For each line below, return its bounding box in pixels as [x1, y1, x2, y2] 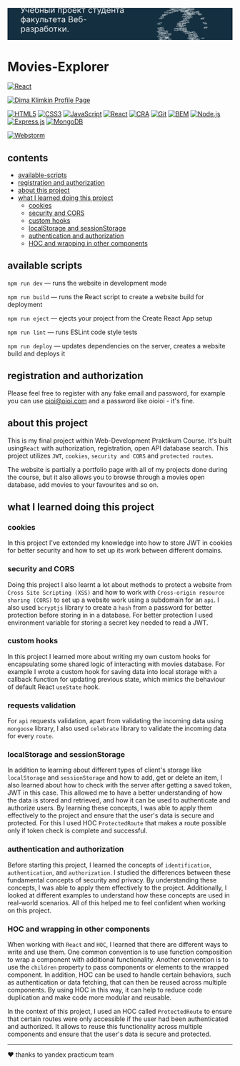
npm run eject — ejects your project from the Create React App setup [7, 313, 213, 322]
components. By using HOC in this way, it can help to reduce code [7, 986, 203, 994]
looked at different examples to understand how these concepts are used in [7, 890, 230, 900]
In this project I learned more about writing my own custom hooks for [7, 652, 211, 660]
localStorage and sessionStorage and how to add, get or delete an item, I [7, 773, 223, 782]
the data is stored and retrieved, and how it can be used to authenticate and [7, 796, 231, 805]
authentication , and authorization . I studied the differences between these [7, 868, 231, 877]
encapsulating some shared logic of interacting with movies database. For [7, 660, 225, 668]
